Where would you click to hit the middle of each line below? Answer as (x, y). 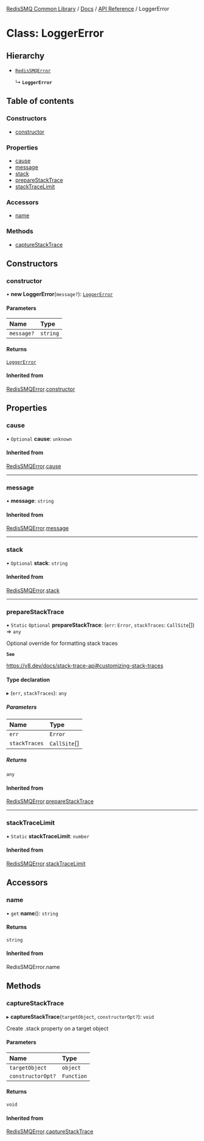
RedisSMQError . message (38, 528)
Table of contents (40, 101)
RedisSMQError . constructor (41, 389)
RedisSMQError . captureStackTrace (50, 1132)
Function (74, 1076)
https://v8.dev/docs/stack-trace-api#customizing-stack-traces (85, 666)
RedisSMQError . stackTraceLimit (46, 863)
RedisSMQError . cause (34, 466)
